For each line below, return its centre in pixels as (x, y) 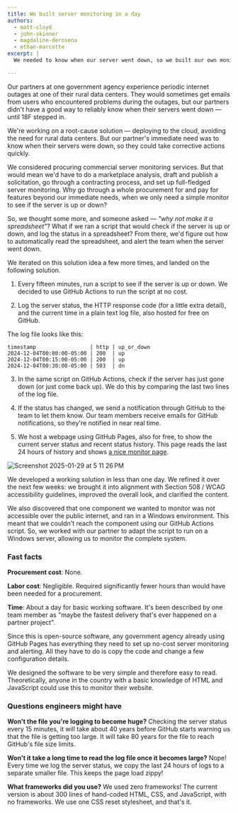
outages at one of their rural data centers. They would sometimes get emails (119, 94)
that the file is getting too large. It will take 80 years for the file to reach (111, 737)
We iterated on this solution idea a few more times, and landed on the (109, 262)
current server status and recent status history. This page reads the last (122, 444)
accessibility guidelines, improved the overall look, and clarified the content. (118, 494)
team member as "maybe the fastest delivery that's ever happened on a (112, 615)
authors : (20, 21)
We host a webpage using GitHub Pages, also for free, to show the (115, 436)
